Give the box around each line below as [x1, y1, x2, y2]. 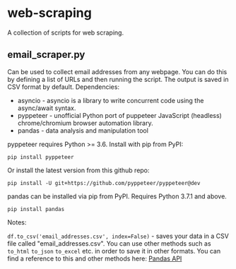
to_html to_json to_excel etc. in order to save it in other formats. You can [7, 246, 221, 255]
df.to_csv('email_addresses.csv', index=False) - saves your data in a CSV [7, 232, 230, 240]
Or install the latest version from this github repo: [7, 166, 150, 174]
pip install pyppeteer [7, 153, 74, 160]
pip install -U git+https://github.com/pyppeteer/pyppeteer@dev [7, 179, 201, 186]
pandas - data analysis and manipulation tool [17, 126, 148, 135]
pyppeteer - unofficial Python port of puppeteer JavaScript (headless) [17, 111, 223, 119]
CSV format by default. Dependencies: [7, 83, 120, 91]
